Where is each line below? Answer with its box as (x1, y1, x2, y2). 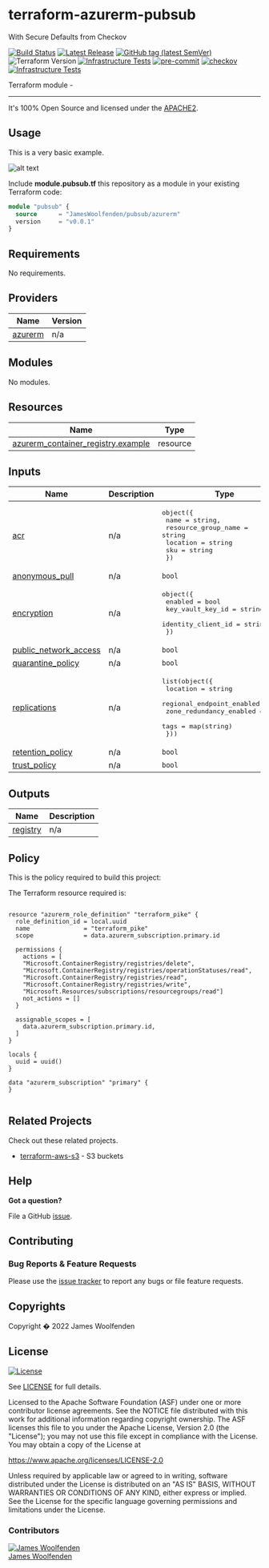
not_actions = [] (22, 994, 81, 1002)
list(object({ (161, 677, 214, 686)
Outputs (8, 787, 50, 800)
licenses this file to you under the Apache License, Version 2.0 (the (8, 1422, 230, 1432)
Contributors (8, 1525, 60, 1536)
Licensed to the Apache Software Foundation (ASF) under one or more (8, 1397, 242, 1406)
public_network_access (12, 644, 102, 656)
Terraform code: (8, 186, 62, 197)
